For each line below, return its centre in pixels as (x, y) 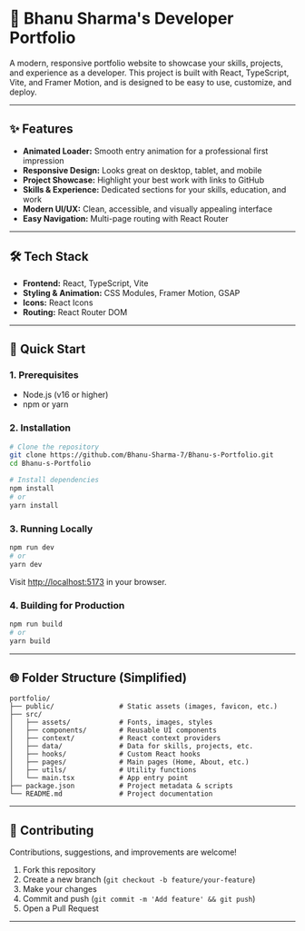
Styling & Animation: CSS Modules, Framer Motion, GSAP (131, 292)
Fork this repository (59, 870)
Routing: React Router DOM (75, 312)
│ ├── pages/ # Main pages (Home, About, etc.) (129, 762)
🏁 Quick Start (48, 349)
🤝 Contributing (52, 830)
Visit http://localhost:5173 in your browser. (88, 581)
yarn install (34, 505)
